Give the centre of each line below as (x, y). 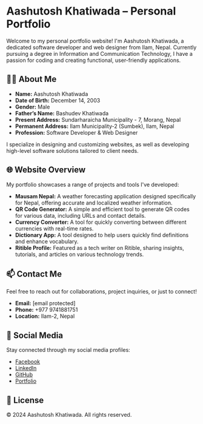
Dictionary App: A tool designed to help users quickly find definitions (102, 235)
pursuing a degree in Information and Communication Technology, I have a (99, 53)
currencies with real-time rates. (54, 228)
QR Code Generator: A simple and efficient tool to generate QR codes (102, 209)
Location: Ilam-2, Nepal (45, 316)
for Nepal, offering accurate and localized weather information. (94, 203)
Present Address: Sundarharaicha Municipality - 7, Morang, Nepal (98, 119)
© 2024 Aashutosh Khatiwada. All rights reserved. (69, 415)
